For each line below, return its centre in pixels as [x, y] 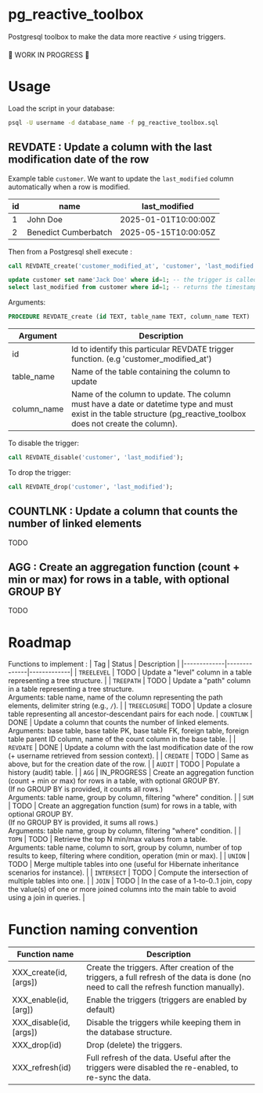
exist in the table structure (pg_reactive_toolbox [159, 414]
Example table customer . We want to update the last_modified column [121, 178]
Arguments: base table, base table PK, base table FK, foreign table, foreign [128, 731]
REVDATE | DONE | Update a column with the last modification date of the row [131, 748]
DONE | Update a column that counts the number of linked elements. [119, 722]
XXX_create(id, [40, 973]
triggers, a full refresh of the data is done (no [168, 978]
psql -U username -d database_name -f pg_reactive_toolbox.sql [113, 122]
